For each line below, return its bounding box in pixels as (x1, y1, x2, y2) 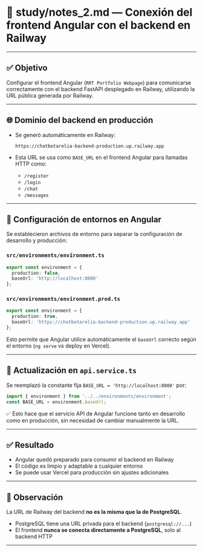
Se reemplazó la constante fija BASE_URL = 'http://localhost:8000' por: (6, 382, 187, 389)
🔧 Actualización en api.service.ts (6, 365, 137, 375)
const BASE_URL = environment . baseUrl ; (6, 399, 107, 405)
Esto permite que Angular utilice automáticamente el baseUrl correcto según (6, 335, 196, 343)
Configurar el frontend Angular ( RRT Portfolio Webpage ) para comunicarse (6, 79, 192, 86)
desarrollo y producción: (6, 237, 68, 244)
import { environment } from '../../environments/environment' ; (6, 393, 172, 399)
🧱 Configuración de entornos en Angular (6, 214, 162, 224)
